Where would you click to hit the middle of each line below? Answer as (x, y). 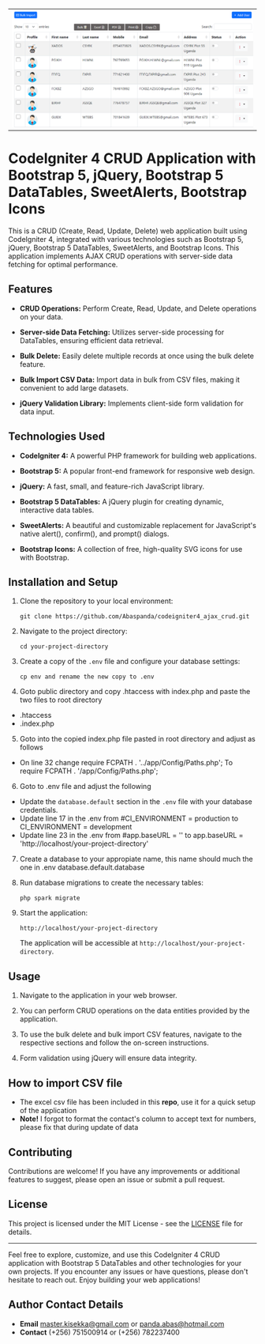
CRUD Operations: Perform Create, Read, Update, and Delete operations (138, 308)
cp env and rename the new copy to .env (87, 677)
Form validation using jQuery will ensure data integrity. (108, 1058)
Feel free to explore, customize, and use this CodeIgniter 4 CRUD (114, 1255)
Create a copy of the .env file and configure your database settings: (130, 662)
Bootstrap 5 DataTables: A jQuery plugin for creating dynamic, (121, 501)
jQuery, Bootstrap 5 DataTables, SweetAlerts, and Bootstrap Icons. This (124, 248)
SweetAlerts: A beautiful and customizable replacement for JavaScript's (138, 525)
